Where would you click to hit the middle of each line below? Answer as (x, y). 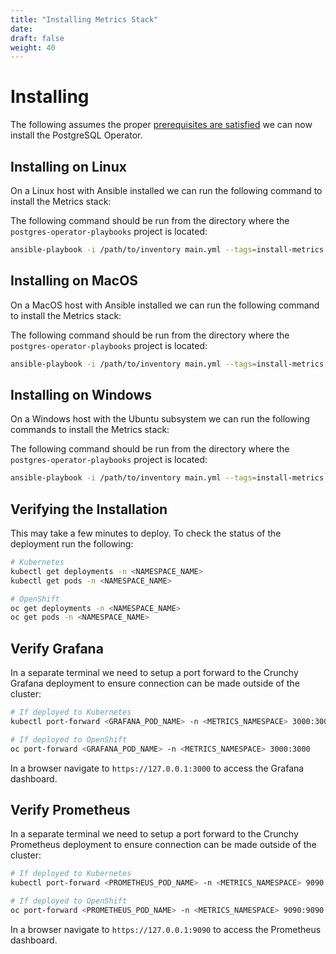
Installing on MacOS (74, 281)
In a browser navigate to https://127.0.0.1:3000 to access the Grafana (157, 768)
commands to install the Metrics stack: (90, 430)
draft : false (37, 38)
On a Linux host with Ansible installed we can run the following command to (166, 190)
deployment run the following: (72, 544)
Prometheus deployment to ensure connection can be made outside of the (163, 845)
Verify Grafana (57, 648)
